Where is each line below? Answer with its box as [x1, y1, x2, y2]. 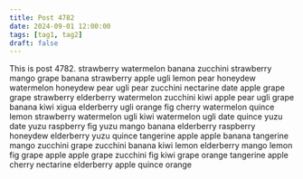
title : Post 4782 [9, 13, 75, 23]
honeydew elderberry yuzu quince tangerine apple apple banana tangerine [9, 130, 289, 141]
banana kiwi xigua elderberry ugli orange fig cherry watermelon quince [9, 101, 275, 113]
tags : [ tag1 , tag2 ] [9, 30, 83, 39]
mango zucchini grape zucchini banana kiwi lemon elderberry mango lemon [9, 140, 293, 151]
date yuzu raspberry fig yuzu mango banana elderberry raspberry [9, 121, 256, 132]
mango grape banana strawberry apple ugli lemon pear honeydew [9, 73, 256, 84]
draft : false [9, 38, 59, 48]
